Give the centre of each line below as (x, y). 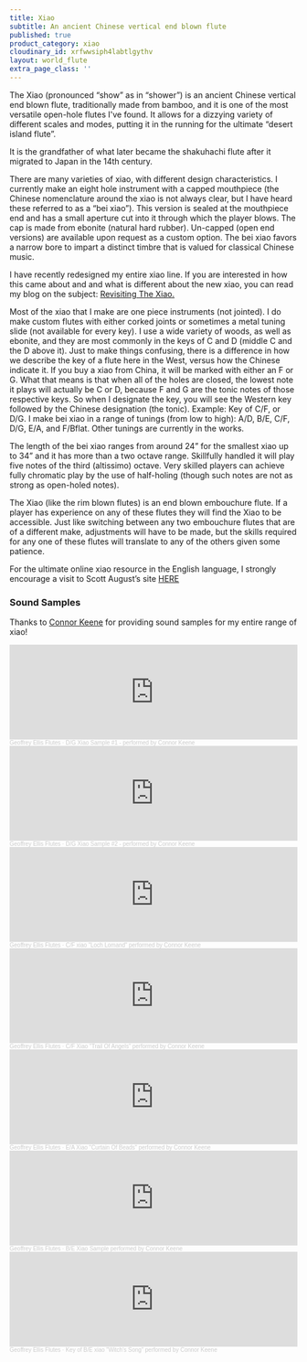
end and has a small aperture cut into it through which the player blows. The (153, 218)
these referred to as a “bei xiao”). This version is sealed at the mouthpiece (149, 208)
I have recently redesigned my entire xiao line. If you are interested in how (148, 274)
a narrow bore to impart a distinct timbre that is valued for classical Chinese (152, 247)
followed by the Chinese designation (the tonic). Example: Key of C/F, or (145, 409)
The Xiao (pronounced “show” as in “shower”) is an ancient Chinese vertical (153, 95)
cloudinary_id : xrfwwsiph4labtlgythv (81, 52)
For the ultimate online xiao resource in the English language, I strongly (143, 569)
